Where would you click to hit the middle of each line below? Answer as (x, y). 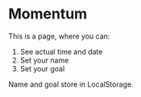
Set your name (44, 60)
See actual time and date (61, 51)
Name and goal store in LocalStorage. (71, 84)
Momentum (48, 14)
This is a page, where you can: (59, 36)
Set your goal (42, 68)
